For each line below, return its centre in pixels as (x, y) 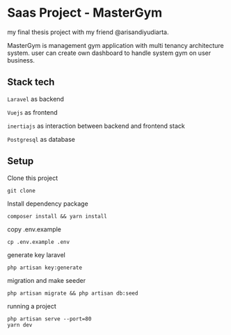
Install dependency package (48, 204)
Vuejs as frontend (32, 112)
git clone (22, 190)
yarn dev (20, 325)
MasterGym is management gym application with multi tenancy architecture (115, 45)
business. (21, 60)
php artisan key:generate (45, 268)
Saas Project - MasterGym (85, 13)
